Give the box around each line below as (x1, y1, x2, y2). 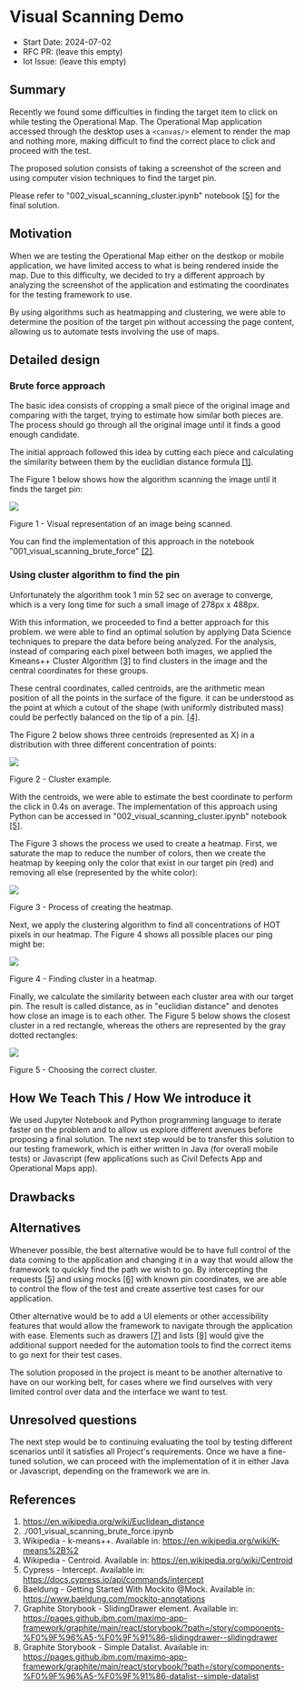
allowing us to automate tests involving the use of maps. (9, 326, 220, 337)
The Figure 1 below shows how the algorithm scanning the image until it (9, 474, 277, 485)
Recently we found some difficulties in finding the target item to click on (9, 106, 279, 117)
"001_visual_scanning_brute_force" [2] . (9, 546, 155, 557)
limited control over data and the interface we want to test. (9, 1386, 229, 1397)
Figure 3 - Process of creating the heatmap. (9, 901, 174, 912)
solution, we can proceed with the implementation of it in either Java (33, 1456, 289, 1467)
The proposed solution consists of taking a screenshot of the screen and (9, 162, 281, 174)
